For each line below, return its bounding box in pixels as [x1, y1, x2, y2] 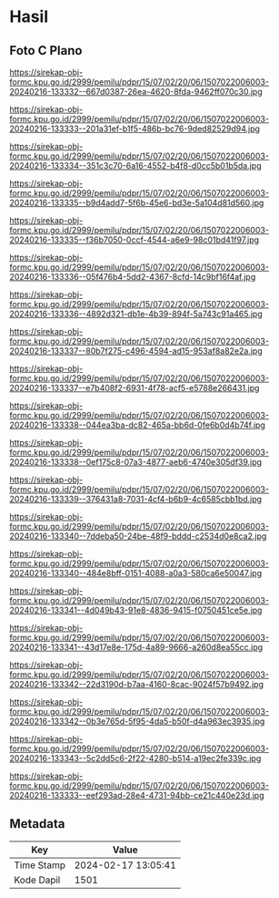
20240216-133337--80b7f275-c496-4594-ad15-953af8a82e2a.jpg [9, 346, 264, 356]
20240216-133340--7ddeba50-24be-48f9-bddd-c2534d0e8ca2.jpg [9, 531, 267, 542]
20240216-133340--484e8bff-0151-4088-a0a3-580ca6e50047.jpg [9, 568, 262, 578]
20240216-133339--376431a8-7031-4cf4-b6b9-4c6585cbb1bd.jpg [9, 494, 262, 504]
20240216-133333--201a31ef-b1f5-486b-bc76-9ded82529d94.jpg [9, 123, 261, 134]
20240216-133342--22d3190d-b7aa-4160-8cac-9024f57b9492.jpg [9, 679, 264, 689]
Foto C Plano [9, 43, 83, 58]
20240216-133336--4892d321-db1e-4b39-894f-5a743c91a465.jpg [9, 308, 263, 319]
